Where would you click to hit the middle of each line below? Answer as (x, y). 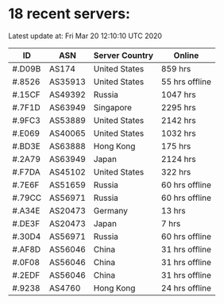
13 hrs (174, 210)
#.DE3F (26, 223)
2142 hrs (179, 120)
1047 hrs (179, 94)
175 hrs (176, 146)
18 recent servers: (70, 14)
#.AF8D (27, 249)
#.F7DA (27, 171)
